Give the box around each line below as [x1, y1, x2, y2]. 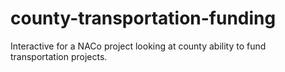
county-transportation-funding [10, 7, 277, 30]
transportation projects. [10, 50, 108, 62]
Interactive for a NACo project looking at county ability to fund [10, 40, 267, 52]
